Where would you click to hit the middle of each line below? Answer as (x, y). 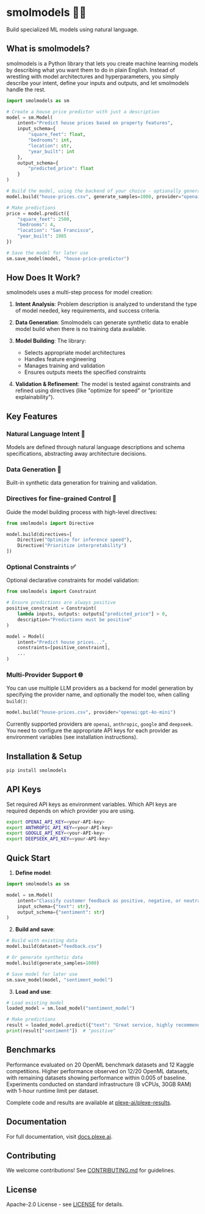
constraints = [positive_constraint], (64, 648)
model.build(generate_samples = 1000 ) (53, 963)
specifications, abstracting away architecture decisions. (77, 454)
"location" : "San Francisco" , (56, 231)
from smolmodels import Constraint (52, 592)
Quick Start (28, 858)
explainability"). (35, 397)
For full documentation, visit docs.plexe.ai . (59, 1136)
